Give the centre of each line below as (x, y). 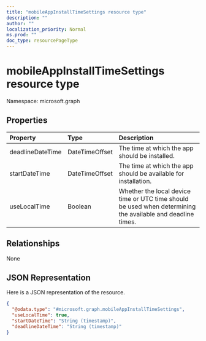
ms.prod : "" (21, 35)
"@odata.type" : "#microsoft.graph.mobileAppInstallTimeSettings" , (98, 310)
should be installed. (147, 155)
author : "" (20, 23)
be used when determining (157, 206)
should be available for (151, 173)
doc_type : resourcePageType (42, 41)
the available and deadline (156, 214)
